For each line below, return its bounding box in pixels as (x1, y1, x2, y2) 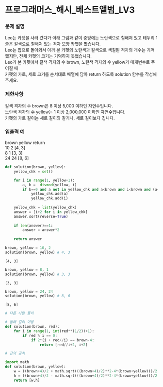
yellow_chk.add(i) (31, 196, 68, 201)
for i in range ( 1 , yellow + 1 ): (14, 178, 75, 183)
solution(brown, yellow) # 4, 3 (5, 250, 70, 255)
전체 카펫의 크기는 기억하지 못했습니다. (19, 53, 92, 59)
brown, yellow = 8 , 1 (5, 267, 49, 272)
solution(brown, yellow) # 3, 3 (5, 272, 70, 277)
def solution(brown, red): (5, 324, 60, 329)
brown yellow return (5, 140, 45, 146)
